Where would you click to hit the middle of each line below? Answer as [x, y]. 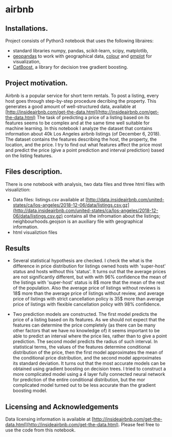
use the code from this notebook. [41, 430]
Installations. [27, 28]
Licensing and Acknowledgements [62, 407]
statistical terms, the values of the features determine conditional [82, 347]
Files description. [34, 172]
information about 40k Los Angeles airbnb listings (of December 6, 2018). [83, 134]
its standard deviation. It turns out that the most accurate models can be [89, 364]
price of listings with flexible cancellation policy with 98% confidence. [87, 305]
